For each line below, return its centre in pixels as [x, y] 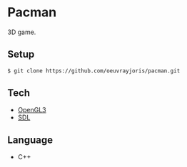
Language [30, 140]
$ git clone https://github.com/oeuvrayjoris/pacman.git [94, 71]
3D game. [22, 32]
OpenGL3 [32, 110]
